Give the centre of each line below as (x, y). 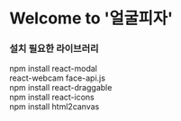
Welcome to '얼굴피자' (91, 18)
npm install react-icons (52, 97)
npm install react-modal (53, 69)
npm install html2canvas (54, 107)
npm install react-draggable (61, 88)
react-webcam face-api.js (58, 78)
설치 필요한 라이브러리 (54, 48)
